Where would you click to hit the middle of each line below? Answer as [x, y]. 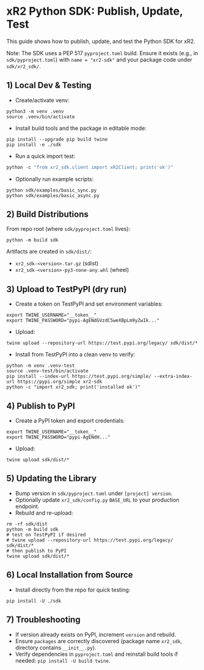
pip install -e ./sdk [34, 145]
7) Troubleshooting [43, 620]
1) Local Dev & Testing [49, 85]
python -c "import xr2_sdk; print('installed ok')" [73, 387]
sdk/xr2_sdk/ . [24, 66]
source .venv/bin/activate [41, 117]
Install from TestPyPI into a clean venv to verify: [75, 355]
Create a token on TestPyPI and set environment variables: [89, 304]
